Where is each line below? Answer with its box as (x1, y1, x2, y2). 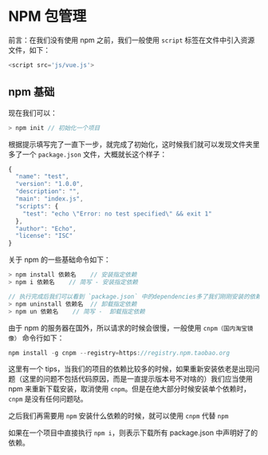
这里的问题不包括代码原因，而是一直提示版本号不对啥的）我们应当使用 (22, 374, 253, 384)
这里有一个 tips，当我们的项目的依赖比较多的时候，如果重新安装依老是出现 (8, 364, 253, 374)
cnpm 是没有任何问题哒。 (8, 394, 88, 404)
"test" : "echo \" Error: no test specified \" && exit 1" (22, 209, 213, 218)
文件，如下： (8, 45, 50, 54)
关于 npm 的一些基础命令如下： (8, 255, 111, 264)
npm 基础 (8, 85, 55, 99)
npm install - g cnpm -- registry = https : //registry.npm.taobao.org (8, 349, 230, 357)
